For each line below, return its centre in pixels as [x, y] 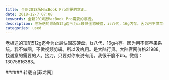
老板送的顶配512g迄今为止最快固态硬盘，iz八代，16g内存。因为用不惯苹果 [82, 43]
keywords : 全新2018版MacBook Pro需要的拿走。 [50, 19]
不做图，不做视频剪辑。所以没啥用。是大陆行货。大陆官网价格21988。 [91, 49]
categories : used [23, 28]
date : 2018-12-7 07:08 [29, 14]
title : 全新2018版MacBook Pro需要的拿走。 [47, 10]
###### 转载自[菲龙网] [29, 72]
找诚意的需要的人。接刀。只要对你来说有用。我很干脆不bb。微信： [74, 56]
